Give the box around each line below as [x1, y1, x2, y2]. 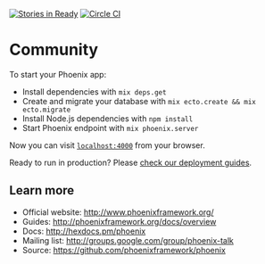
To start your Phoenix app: [9, 69, 107, 79]
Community [9, 40, 99, 60]
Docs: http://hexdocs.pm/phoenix [21, 226, 146, 236]
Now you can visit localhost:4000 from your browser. [9, 139, 205, 151]
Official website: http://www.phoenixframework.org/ [21, 206, 214, 218]
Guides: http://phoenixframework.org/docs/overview [21, 216, 217, 227]
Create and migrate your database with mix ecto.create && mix [21, 95, 256, 106]
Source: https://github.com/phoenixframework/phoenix [21, 244, 226, 255]
